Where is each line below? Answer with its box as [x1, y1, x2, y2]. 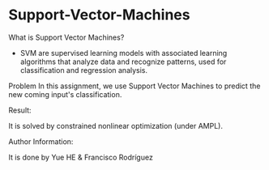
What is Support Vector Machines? [8, 32, 125, 42]
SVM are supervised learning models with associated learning [19, 48, 228, 57]
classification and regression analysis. [19, 65, 148, 74]
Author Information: [8, 136, 74, 147]
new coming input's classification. [8, 89, 122, 99]
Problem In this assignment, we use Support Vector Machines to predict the [8, 81, 261, 91]
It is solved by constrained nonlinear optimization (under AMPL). [8, 121, 223, 130]
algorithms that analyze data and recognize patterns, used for [19, 57, 227, 66]
